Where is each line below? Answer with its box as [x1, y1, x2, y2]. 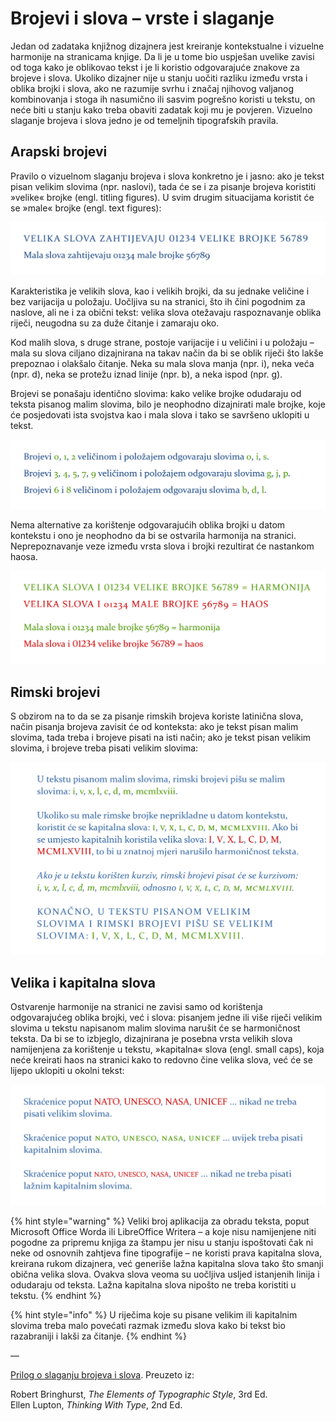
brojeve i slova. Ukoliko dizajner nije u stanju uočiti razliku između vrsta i [10, 72, 308, 84]
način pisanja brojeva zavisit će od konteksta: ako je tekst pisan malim [10, 721, 299, 733]
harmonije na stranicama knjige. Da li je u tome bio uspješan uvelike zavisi [10, 50, 315, 62]
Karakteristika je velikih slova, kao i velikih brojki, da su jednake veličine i [10, 285, 310, 297]
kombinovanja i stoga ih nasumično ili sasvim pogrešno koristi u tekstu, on [10, 93, 316, 105]
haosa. [10, 551, 38, 563]
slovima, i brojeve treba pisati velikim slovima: [10, 742, 199, 754]
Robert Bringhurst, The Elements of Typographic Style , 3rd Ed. [10, 1388, 268, 1401]
